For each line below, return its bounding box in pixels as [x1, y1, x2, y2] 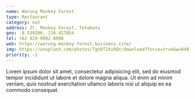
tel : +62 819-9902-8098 [6, 36, 64, 41]
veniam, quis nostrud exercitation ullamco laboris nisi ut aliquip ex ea [6, 80, 172, 87]
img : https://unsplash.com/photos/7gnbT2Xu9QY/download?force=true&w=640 [6, 47, 190, 52]
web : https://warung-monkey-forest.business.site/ [6, 41, 132, 47]
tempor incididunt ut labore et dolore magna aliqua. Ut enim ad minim [6, 74, 173, 81]
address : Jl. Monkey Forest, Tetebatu [6, 24, 100, 31]
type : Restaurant [6, 14, 48, 20]
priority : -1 [6, 52, 38, 58]
